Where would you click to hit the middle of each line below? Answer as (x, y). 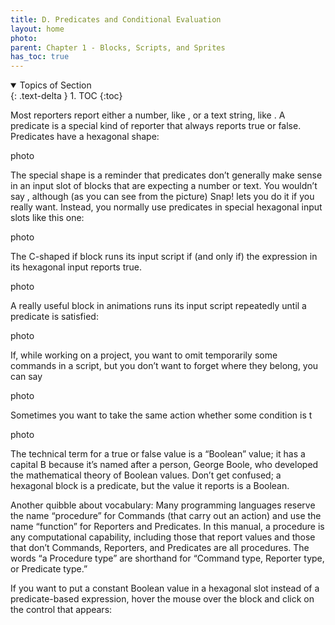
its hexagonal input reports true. (76, 267)
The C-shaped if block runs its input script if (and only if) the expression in (164, 257)
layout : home (37, 29)
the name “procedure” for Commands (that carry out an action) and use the (166, 516)
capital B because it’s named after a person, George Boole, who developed (164, 465)
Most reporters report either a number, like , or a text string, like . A (148, 115)
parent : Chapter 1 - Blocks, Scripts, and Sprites (118, 47)
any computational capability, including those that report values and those (163, 537)
